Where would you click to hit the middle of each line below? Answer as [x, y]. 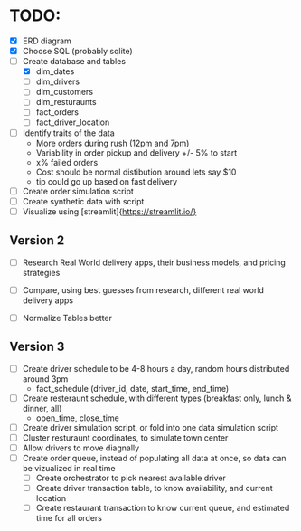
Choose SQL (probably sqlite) [77, 51]
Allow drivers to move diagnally [81, 448]
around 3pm [45, 379]
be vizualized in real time [69, 468]
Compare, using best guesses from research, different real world [143, 289]
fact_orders [57, 112]
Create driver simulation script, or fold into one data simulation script [150, 427]
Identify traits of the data [68, 133]
